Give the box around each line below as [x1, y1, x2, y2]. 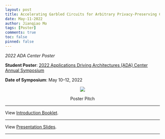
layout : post [5, 7, 32, 12]
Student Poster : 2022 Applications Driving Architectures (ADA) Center [5, 62, 148, 68]
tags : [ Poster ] [5, 26, 36, 30]
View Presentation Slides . [5, 124, 57, 130]
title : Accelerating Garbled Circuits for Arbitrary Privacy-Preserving [5, 12, 157, 17]
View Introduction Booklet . [5, 110, 59, 115]
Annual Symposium [5, 67, 45, 73]
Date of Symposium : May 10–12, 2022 [5, 77, 82, 83]
